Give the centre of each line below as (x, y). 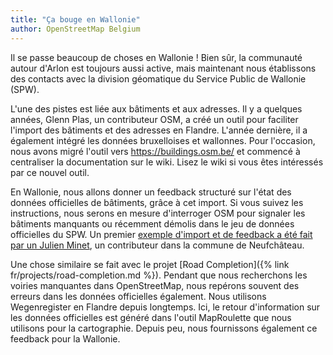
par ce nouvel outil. (50, 172)
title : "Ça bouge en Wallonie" (75, 19)
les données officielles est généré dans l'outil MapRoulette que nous (151, 317)
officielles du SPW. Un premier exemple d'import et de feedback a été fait (161, 234)
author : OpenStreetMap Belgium (75, 29)
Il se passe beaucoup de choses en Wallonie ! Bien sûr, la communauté (156, 57)
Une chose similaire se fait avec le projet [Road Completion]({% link (150, 264)
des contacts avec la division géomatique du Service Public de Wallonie (158, 78)
